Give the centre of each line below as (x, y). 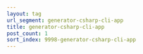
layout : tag (24, 14)
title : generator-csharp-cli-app (56, 27)
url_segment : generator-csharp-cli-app (65, 20)
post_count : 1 (27, 33)
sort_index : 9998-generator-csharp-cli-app (71, 40)
